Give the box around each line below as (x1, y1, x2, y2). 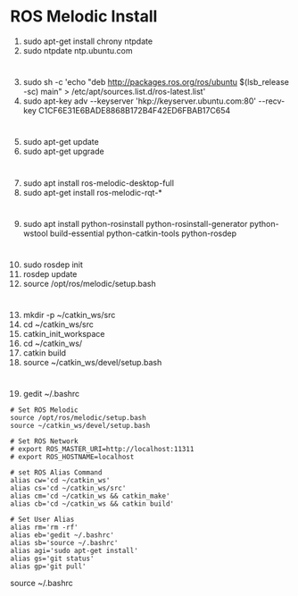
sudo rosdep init (22, 259, 84, 270)
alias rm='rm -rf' (10, 523, 79, 533)
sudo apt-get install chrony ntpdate (22, 36, 153, 46)
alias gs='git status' (10, 554, 95, 564)
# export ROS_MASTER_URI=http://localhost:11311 (10, 445, 195, 454)
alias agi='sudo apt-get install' (10, 547, 139, 556)
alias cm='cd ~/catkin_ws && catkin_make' (10, 491, 170, 501)
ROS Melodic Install (10, 6, 158, 27)
